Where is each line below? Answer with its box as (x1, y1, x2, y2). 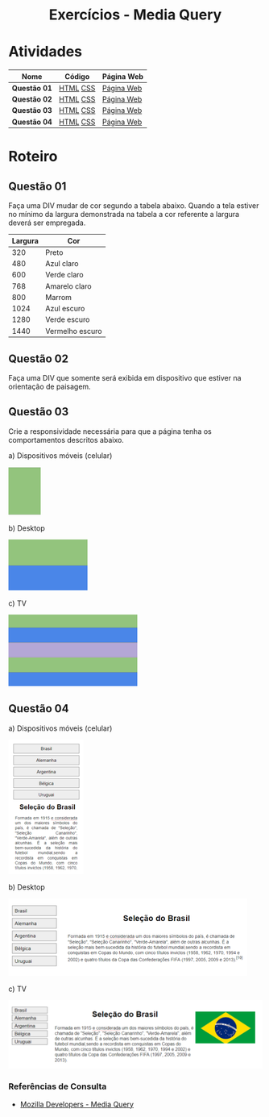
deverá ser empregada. (8, 218, 86, 227)
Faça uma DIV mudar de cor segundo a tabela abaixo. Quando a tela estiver (8, 201, 259, 210)
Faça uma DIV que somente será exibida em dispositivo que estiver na (8, 373, 242, 382)
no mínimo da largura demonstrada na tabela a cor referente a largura (8, 210, 240, 219)
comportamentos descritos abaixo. (8, 435, 125, 444)
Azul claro (45, 259, 79, 269)
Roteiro (8, 148, 58, 166)
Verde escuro (45, 315, 90, 324)
